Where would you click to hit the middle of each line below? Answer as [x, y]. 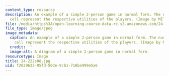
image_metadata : [22, 33]
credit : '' [21, 47]
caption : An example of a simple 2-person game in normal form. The [83, 38]
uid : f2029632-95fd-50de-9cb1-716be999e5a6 [52, 65]
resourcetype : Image [27, 56]
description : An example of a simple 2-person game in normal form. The [83, 14]
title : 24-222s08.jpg [28, 61]
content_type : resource [30, 10]
